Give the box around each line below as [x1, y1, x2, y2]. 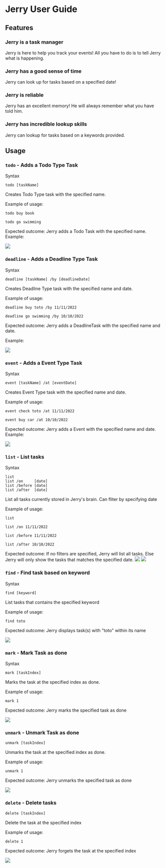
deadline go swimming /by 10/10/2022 [5, 314, 84, 319]
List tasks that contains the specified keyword [5, 599, 100, 605]
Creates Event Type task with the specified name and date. [5, 389, 127, 395]
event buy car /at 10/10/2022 [5, 417, 68, 423]
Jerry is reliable [5, 92, 44, 99]
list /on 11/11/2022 [5, 524, 48, 529]
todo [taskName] [5, 183, 39, 188]
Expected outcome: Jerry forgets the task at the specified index [5, 847, 136, 853]
